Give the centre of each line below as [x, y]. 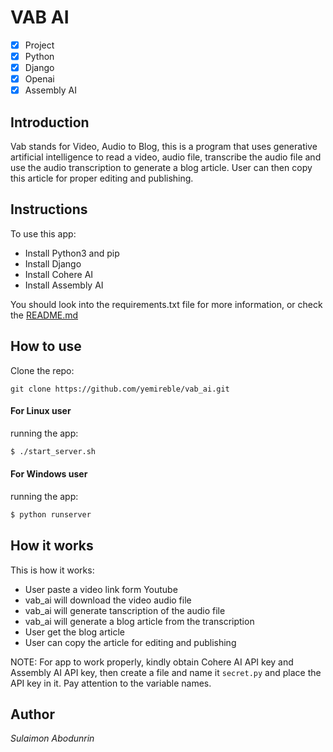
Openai [39, 79]
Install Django [53, 263]
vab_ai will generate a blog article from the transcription [139, 621]
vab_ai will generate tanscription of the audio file [125, 610]
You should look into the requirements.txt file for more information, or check [166, 304]
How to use [46, 346]
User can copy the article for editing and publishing [130, 642]
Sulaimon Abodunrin [52, 738]
